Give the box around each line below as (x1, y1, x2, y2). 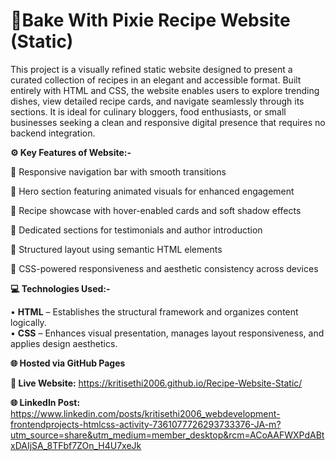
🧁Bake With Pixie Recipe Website (10, 9, 291, 32)
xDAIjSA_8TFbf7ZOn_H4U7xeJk (10, 439, 142, 451)
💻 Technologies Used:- (10, 282, 111, 294)
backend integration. (10, 127, 96, 139)
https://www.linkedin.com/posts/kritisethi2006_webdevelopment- (10, 407, 281, 419)
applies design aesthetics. (10, 337, 118, 349)
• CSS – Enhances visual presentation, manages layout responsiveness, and (10, 327, 325, 339)
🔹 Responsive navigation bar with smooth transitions (10, 165, 227, 178)
